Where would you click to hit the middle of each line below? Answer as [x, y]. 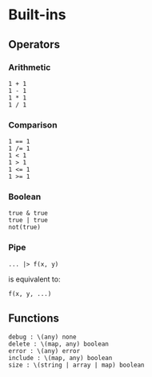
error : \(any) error [44, 351]
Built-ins [37, 15]
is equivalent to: [34, 279]
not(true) [25, 227]
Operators [34, 45]
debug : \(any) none [43, 337]
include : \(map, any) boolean [60, 358]
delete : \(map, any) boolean [59, 344]
